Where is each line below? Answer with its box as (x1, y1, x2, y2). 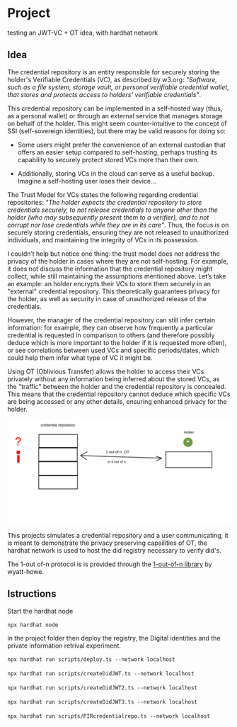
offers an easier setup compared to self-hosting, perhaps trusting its (17, 147, 218, 157)
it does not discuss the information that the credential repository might (7, 264, 213, 273)
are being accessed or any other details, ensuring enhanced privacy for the (7, 397, 227, 405)
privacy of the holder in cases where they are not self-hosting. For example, (7, 257, 229, 265)
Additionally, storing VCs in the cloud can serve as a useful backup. (17, 169, 214, 178)
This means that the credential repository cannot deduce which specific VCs (7, 390, 231, 398)
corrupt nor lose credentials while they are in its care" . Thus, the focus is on (7, 220, 229, 229)
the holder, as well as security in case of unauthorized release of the (7, 294, 207, 303)
